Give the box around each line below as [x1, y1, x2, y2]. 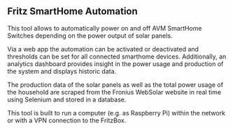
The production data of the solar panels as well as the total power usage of [7, 80, 224, 89]
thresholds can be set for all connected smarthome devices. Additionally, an [7, 52, 227, 60]
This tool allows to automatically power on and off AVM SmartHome [7, 24, 202, 32]
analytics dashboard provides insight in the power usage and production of [7, 59, 224, 68]
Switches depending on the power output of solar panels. [7, 31, 173, 40]
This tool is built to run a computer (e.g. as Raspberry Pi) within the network [7, 108, 226, 117]
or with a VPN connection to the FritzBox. [7, 116, 127, 124]
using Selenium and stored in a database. [7, 95, 127, 104]
